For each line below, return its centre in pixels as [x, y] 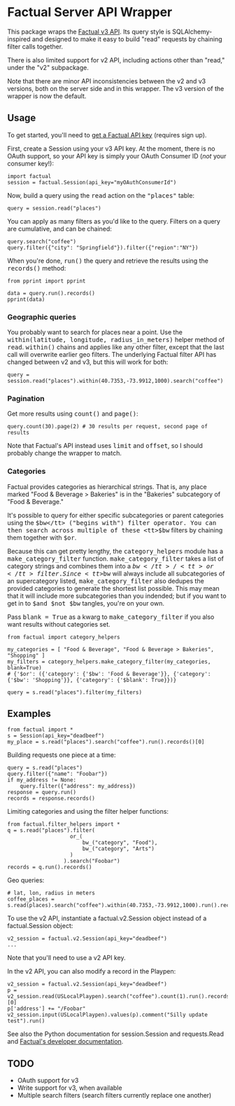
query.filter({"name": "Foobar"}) [58, 774]
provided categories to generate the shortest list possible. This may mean [114, 588]
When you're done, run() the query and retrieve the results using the [108, 261]
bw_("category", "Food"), [120, 843]
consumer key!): [31, 163]
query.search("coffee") [42, 241]
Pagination [26, 398]
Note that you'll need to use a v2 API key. [66, 958]
